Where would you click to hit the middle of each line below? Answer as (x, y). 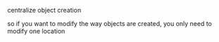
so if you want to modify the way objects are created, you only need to (110, 23)
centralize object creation (44, 10)
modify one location (36, 31)
